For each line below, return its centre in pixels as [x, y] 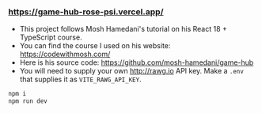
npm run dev [28, 101]
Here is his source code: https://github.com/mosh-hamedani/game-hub [137, 62]
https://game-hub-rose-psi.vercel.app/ [86, 12]
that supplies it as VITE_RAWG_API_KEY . [80, 79]
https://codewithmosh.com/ [65, 55]
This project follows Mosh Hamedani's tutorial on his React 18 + [123, 29]
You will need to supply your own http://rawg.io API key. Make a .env [131, 71]
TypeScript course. [51, 37]
